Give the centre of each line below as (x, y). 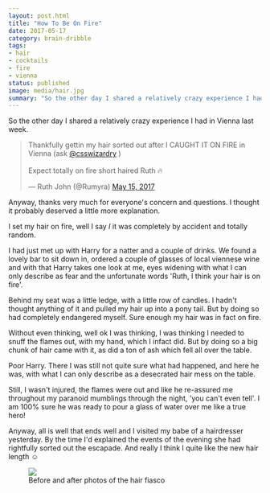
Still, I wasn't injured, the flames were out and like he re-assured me (121, 390)
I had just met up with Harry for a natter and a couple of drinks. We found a (133, 251)
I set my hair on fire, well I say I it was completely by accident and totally (128, 227)
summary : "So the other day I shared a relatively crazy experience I (129, 98)
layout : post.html (39, 16)
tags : (17, 46)
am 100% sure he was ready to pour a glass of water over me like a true (127, 407)
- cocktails (28, 61)
